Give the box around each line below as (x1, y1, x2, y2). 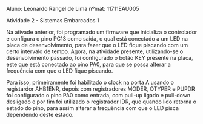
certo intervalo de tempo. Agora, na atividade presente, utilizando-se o (6, 48, 184, 55)
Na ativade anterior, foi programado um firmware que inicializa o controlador (6, 28, 198, 36)
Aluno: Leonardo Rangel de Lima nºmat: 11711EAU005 (6, 5, 139, 12)
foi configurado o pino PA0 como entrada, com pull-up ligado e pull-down (6, 92, 191, 99)
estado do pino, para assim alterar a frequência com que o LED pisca (6, 105, 179, 111)
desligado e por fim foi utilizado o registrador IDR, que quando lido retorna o (6, 98, 197, 105)
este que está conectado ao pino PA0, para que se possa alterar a (6, 60, 171, 68)
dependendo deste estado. (6, 111, 74, 118)
